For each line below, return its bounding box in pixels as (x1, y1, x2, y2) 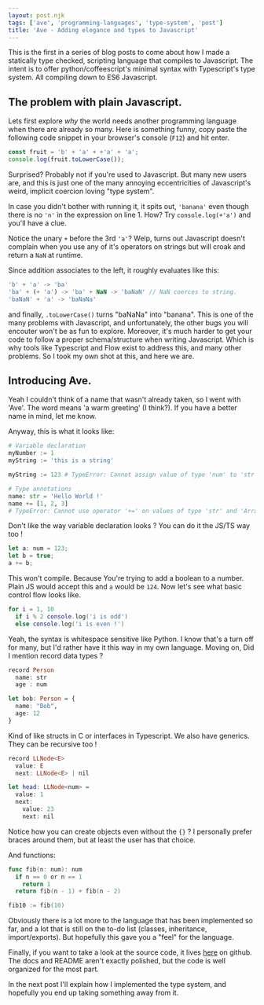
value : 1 (15, 790, 44, 798)
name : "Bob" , (15, 702, 58, 710)
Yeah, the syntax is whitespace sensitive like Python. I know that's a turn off (8, 634, 254, 644)
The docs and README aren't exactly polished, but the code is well (8, 956, 226, 966)
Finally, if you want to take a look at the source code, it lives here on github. (8, 948, 253, 957)
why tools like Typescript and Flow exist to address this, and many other (8, 343, 242, 352)
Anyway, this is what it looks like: (8, 427, 115, 436)
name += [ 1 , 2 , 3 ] (8, 500, 68, 508)
